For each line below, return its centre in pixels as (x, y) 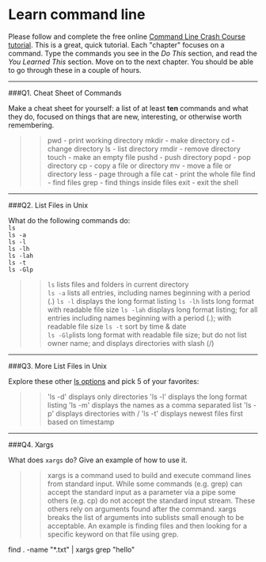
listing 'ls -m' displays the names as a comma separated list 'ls (149, 404)
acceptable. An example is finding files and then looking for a (147, 526)
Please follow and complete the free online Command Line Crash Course (127, 36)
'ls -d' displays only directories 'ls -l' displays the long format (147, 397)
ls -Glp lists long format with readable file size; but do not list (147, 335)
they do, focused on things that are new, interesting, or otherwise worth (125, 116)
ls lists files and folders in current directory (118, 284)
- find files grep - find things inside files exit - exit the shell (143, 182)
